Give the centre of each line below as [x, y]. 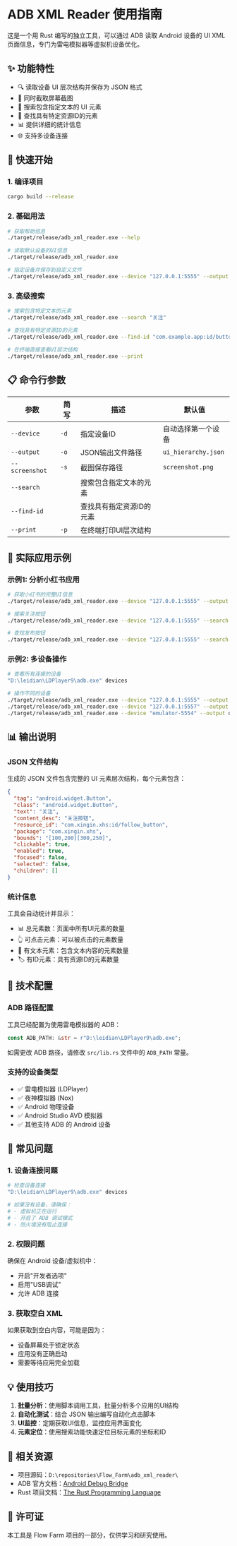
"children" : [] [36, 870]
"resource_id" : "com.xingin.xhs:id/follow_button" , [91, 825]
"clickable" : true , [42, 844]
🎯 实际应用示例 [39, 557]
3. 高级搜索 [26, 296]
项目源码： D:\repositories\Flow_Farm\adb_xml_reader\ [98, 1474]
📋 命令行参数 [37, 379]
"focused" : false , [41, 858]
